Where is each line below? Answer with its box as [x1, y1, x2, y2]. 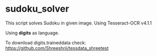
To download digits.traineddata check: [5, 39, 86, 46]
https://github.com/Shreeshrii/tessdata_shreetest [5, 45, 109, 51]
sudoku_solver [5, 3, 70, 15]
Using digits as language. [5, 30, 60, 36]
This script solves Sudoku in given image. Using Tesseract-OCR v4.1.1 [5, 20, 152, 26]
